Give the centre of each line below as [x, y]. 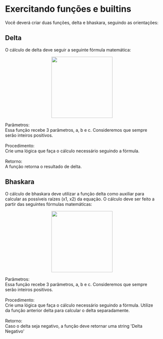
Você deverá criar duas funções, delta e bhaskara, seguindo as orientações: [82, 23]
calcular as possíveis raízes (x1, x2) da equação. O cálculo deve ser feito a [80, 199]
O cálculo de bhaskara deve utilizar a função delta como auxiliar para [75, 194]
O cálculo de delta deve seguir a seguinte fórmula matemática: [68, 49]
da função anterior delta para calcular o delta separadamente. [68, 310]
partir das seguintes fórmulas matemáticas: [49, 204]
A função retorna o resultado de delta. [43, 166]
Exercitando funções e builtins [68, 9]
